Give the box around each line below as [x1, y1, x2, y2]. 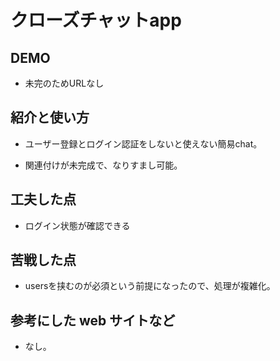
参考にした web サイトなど [10, 312, 176, 329]
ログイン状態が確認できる [24, 219, 131, 231]
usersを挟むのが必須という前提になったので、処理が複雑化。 [24, 280, 276, 292]
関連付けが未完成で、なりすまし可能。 [24, 159, 183, 171]
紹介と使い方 [10, 109, 90, 126]
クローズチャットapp [10, 9, 182, 32]
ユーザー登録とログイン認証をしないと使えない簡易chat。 [24, 137, 263, 150]
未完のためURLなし [24, 77, 105, 89]
